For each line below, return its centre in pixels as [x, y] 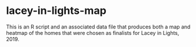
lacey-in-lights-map [57, 11]
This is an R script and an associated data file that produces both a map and [98, 27]
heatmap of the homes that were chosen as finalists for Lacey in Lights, [93, 32]
